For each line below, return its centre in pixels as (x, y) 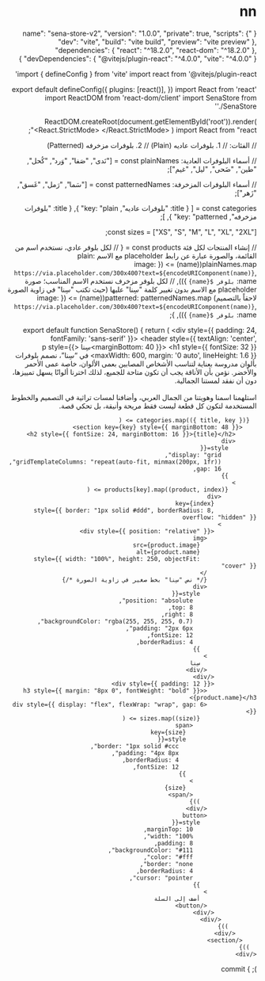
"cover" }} (239, 566)
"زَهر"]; (246, 193)
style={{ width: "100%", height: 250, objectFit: (117, 559)
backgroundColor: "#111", (151, 850)
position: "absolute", (156, 601)
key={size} (168, 732)
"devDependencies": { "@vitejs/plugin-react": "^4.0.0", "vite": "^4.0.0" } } (138, 59)
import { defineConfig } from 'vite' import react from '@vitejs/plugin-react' (136, 74)
